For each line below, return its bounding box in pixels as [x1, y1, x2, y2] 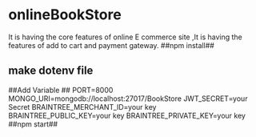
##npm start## [8, 119, 58, 129]
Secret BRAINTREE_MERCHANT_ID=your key [8, 102, 157, 111]
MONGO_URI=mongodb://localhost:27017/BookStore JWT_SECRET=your [8, 94, 248, 103]
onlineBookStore [8, 6, 122, 24]
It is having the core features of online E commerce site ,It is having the [8, 32, 242, 42]
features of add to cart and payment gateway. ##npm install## [8, 40, 214, 50]
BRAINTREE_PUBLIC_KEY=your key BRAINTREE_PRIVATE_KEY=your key [8, 111, 246, 120]
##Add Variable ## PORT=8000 [8, 85, 114, 95]
